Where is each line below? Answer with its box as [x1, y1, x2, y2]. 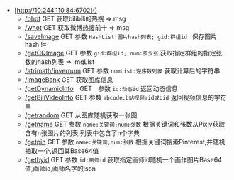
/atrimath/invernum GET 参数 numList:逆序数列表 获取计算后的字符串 [24, 67, 221, 75]
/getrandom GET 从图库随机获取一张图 [24, 111, 138, 120]
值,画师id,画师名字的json [24, 164, 96, 173]
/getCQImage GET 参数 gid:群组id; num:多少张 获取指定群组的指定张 [24, 49, 223, 57]
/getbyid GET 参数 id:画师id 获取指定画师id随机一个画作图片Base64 [24, 156, 222, 164]
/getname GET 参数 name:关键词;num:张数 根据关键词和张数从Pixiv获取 [24, 120, 225, 128]
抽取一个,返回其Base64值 [24, 147, 99, 155]
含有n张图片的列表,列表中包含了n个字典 [24, 129, 140, 137]
